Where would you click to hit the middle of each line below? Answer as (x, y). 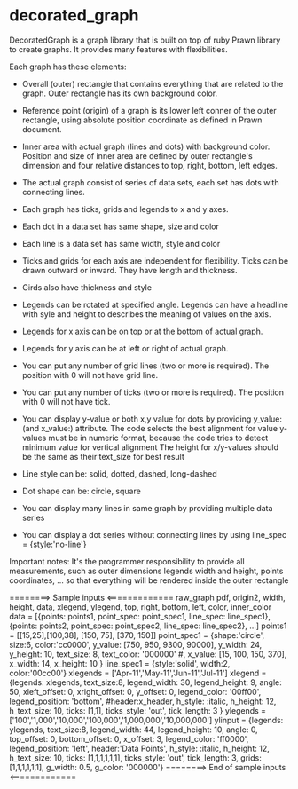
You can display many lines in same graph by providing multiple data (147, 508)
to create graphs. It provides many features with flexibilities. (118, 49)
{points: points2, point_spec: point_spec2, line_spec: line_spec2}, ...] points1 (148, 626)
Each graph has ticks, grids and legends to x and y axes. (125, 209)
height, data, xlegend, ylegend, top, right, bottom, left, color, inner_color (141, 607)
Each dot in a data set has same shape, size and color (120, 226)
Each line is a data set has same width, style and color (121, 243)
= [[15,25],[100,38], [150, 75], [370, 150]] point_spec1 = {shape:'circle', (137, 635)
